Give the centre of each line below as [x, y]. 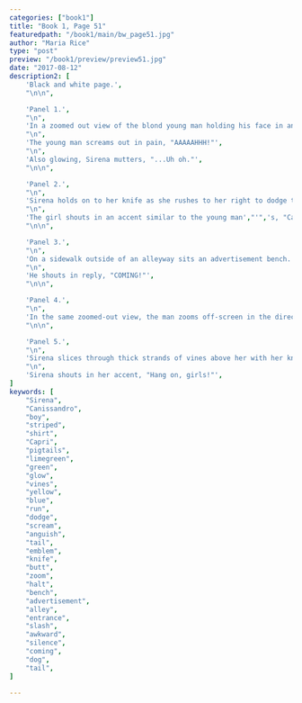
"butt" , [40, 568]
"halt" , [40, 584]
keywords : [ [31, 392]
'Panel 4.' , [48, 301]
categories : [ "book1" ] [52, 18]
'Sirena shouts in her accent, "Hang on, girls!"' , [124, 375]
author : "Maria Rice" [50, 43]
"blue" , [40, 500]
